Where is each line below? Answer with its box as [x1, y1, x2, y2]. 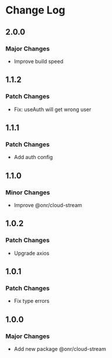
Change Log [5, 4, 65, 17]
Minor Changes [5, 188, 50, 197]
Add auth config [13, 154, 53, 161]
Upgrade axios [13, 249, 50, 256]
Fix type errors [13, 298, 50, 305]
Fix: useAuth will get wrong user [13, 106, 92, 113]
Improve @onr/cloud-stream [13, 201, 82, 208]
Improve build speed [13, 58, 64, 65]
